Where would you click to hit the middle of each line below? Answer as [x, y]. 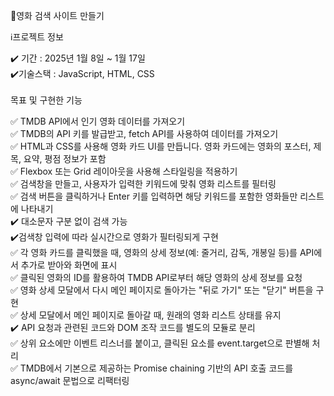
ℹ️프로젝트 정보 [37, 37]
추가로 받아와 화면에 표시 [69, 265]
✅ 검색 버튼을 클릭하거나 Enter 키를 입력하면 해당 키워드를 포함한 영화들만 [154, 196]
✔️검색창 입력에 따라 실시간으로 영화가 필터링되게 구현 [114, 237]
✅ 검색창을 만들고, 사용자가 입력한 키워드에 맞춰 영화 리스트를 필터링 [143, 183]
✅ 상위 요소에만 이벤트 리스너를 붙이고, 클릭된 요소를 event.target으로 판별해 [160, 343]
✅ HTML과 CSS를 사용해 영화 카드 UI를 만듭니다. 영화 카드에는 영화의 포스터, [161, 146]
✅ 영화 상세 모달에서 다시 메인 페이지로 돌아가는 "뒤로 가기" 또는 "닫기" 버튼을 [162, 290]
